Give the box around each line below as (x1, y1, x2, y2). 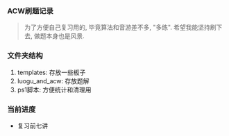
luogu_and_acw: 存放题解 (17, 76, 90, 85)
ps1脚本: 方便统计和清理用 (17, 85, 92, 94)
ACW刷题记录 (7, 6, 54, 15)
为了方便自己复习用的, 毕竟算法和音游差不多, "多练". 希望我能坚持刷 (24, 23, 217, 32)
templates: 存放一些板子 (17, 68, 86, 76)
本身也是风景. (46, 32, 85, 40)
